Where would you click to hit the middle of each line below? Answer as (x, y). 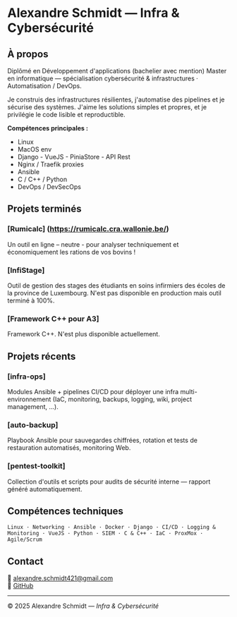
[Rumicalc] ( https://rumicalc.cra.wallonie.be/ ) (88, 229)
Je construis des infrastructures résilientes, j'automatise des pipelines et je (116, 99)
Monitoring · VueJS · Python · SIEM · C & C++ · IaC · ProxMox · (105, 534)
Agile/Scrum (25, 540)
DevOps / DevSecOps (49, 187)
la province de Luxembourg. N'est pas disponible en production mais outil (115, 293)
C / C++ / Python (42, 179)
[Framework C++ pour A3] (54, 319)
